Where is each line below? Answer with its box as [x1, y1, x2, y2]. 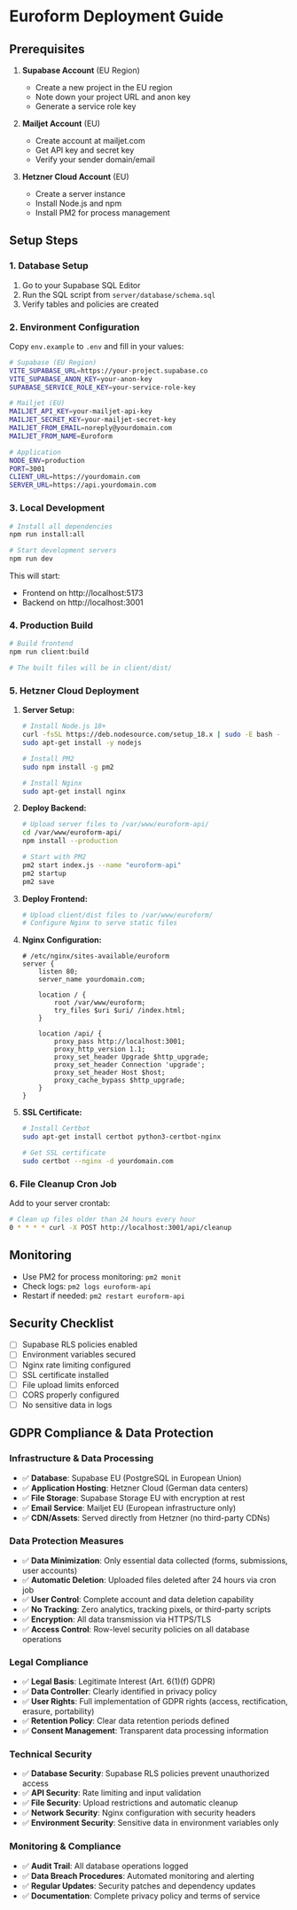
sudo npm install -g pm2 [21, 763, 114, 771]
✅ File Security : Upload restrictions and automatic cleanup [21, 1797, 238, 1808]
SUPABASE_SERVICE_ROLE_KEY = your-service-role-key [9, 383, 197, 392]
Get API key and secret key [35, 145, 135, 155]
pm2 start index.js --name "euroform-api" [21, 860, 182, 870]
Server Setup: [21, 705, 75, 716]
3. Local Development [9, 502, 106, 514]
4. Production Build [9, 619, 94, 631]
